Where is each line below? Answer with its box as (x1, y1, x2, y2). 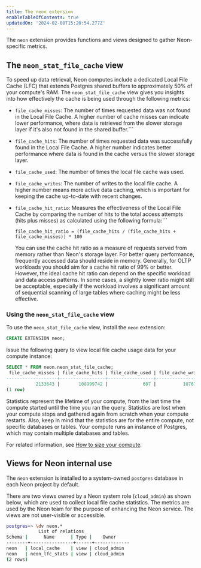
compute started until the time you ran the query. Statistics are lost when (6, 404, 185, 411)
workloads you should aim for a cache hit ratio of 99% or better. (14, 263, 173, 271)
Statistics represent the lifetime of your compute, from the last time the (6, 397, 181, 405)
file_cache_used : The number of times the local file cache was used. (14, 169, 185, 176)
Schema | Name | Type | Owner (6, 534, 117, 540)
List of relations (38, 528, 84, 534)
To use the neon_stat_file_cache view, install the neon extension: (6, 324, 166, 331)
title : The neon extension (6, 8, 74, 15)
